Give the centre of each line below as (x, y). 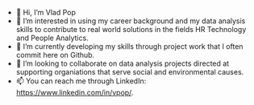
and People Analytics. (52, 38)
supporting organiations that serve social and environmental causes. (130, 72)
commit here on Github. (55, 55)
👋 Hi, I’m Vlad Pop (46, 12)
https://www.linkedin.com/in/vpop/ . (75, 93)
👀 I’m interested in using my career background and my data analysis (131, 21)
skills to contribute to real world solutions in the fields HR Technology (131, 29)
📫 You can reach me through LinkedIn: (81, 81)
